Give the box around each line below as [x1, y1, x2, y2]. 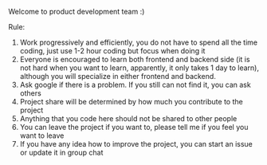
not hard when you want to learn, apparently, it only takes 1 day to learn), [19, 63, 259, 73]
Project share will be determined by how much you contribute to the [19, 97, 243, 106]
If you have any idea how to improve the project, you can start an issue [19, 139, 253, 148]
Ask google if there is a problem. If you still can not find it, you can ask [19, 80, 251, 89]
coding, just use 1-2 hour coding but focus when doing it [19, 46, 206, 55]
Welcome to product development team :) [8, 7, 145, 16]
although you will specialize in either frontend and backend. [19, 72, 217, 81]
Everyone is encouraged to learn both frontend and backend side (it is [19, 55, 250, 64]
